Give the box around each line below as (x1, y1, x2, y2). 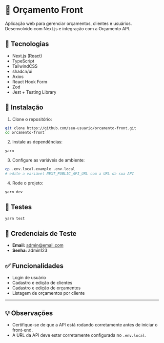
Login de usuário (12, 275, 46, 281)
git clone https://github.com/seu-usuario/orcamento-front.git (5, 125, 137, 131)
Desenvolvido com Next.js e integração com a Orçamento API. (5, 25, 131, 31)
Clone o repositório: (12, 116, 52, 122)
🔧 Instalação (5, 103, 43, 112)
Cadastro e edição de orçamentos (12, 285, 81, 291)
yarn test (5, 216, 25, 221)
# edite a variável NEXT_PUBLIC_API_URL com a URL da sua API (5, 171, 134, 176)
